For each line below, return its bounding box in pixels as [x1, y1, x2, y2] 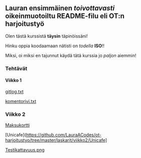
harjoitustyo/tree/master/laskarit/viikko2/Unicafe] [5, 137, 107, 143]
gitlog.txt [5, 88, 24, 94]
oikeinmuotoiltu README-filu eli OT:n [5, 12, 124, 21]
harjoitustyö [5, 20, 45, 28]
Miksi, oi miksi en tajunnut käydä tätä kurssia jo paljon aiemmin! [5, 52, 136, 58]
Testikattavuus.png [5, 147, 45, 153]
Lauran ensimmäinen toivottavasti [5, 4, 115, 13]
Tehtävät [5, 65, 28, 72]
